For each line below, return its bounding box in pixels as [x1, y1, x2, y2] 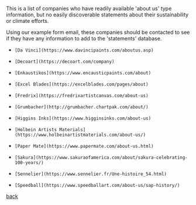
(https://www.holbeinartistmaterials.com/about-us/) [14, 132, 146, 138]
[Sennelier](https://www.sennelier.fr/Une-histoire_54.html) [14, 171, 167, 177]
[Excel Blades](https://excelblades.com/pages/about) [14, 81, 149, 87]
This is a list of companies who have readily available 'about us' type [6, 5, 172, 12]
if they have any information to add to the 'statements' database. [6, 35, 162, 42]
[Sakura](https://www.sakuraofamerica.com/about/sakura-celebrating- [14, 155, 188, 160]
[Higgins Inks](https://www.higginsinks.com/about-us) [14, 115, 152, 121]
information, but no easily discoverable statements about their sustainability [6, 11, 189, 18]
